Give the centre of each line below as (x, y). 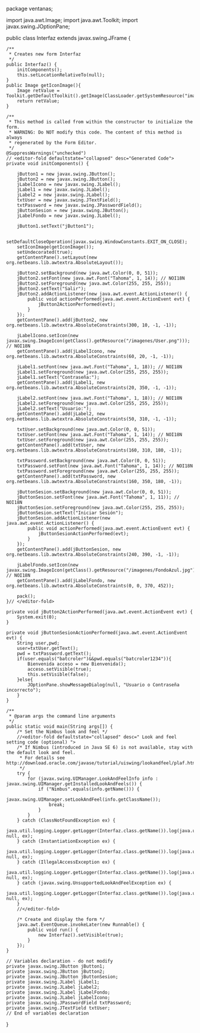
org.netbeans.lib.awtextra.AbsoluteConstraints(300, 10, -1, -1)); (92, 325)
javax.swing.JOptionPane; (38, 27)
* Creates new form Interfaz (45, 54)
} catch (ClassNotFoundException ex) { (66, 820)
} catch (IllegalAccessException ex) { (66, 862)
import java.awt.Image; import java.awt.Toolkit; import (72, 20)
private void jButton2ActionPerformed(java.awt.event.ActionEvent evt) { (100, 612)
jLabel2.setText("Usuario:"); (54, 409)
